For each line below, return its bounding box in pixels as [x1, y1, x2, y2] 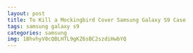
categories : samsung [7, 29, 68, 36]
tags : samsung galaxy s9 [7, 23, 80, 30]
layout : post [7, 10, 45, 17]
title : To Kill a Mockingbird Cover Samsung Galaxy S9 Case [7, 17, 187, 23]
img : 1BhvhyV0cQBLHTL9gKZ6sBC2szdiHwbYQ [7, 36, 127, 43]
